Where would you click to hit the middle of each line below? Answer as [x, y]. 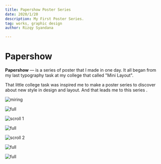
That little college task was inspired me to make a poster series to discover [80, 85]
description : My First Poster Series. [45, 19]
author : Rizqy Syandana [29, 28]
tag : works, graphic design [34, 23]
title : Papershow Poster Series [38, 10]
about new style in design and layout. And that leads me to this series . [76, 90]
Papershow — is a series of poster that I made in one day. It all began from [81, 70]
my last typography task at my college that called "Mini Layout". [69, 75]
